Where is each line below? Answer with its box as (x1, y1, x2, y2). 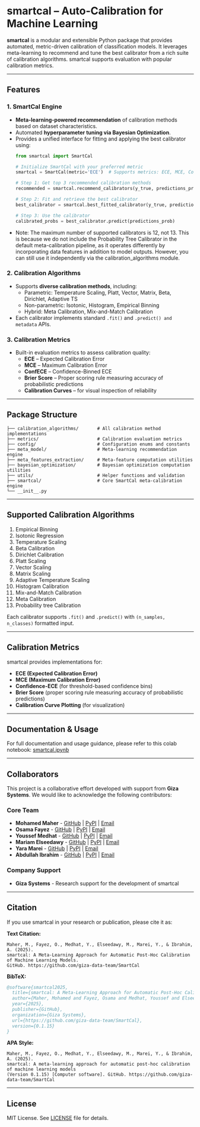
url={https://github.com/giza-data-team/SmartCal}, (12, 1017, 143, 1023)
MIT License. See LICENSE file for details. (7, 1114, 109, 1122)
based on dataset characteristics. (15, 122, 97, 129)
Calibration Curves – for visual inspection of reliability (24, 387, 157, 394)
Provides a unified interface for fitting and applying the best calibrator (15, 135, 186, 142)
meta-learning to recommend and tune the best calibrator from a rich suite (7, 49, 189, 56)
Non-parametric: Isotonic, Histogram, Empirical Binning (24, 301, 160, 309)
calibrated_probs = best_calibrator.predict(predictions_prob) (15, 218, 176, 224)
